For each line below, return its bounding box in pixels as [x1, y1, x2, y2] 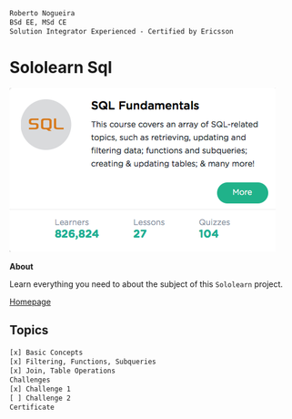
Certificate [9, 403, 55, 412]
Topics [9, 322, 49, 338]
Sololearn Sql [9, 57, 113, 78]
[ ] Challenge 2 [9, 393, 71, 403]
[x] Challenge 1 [9, 384, 71, 393]
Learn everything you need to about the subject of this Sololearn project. [9, 278, 284, 290]
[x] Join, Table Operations [9, 366, 116, 375]
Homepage [9, 296, 52, 307]
